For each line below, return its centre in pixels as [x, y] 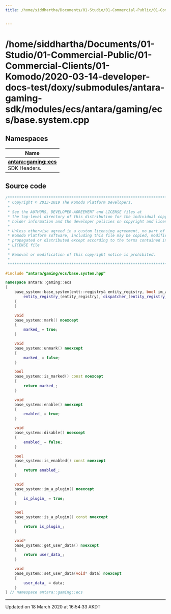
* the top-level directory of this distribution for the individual [82, 217]
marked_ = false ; [42, 358]
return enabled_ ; [42, 470]
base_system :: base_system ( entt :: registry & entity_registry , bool [85, 292]
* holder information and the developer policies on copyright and [80, 221]
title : [12, 10]
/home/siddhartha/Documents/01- [80, 44]
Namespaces [27, 139]
